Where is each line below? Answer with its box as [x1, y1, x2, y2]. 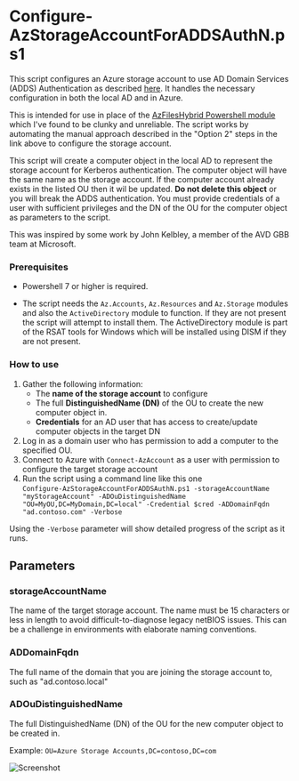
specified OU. [21, 445, 73, 455]
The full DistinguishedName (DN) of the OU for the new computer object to [9, 718, 284, 729]
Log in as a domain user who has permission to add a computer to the [21, 435, 279, 446]
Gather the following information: [21, 378, 144, 389]
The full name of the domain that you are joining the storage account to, [9, 666, 273, 677]
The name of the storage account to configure [35, 388, 208, 399]
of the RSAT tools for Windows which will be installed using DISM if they [21, 326, 287, 337]
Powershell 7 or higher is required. [21, 281, 149, 292]
